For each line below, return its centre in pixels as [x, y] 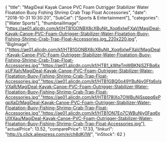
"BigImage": [17, 44]
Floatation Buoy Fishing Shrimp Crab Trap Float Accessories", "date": [76, 12]
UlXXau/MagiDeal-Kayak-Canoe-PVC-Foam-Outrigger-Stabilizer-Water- [79, 118]
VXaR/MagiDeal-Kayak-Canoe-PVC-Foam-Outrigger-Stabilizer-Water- [77, 86]
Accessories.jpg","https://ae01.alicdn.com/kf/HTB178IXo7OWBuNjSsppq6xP [83, 97]
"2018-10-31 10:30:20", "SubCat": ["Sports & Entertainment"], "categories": [82, 18]
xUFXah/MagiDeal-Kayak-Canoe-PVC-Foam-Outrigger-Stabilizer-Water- [80, 71]
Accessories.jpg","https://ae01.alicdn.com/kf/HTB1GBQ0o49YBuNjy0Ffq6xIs [83, 81]
